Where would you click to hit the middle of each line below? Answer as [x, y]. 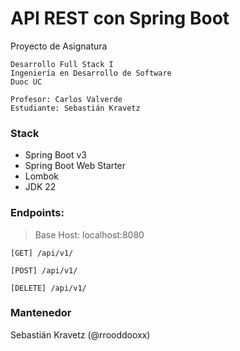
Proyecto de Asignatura [59, 46]
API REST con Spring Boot [120, 18]
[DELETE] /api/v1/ [48, 288]
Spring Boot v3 [55, 155]
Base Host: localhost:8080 [89, 234]
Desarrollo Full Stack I [62, 64]
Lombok [42, 176]
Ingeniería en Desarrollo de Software [91, 73]
